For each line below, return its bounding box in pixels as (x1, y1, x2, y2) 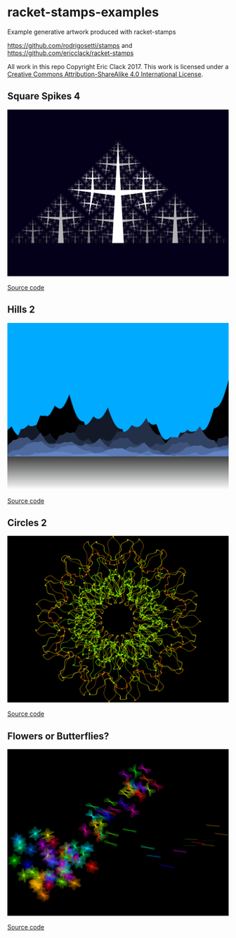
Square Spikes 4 (7, 90, 81, 102)
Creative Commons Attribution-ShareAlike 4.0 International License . (7, 70, 204, 78)
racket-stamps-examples (7, 4, 159, 20)
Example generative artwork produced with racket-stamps (7, 28, 176, 36)
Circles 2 (7, 516, 47, 529)
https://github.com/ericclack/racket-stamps (7, 49, 134, 57)
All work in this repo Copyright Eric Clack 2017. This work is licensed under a (7, 62, 229, 71)
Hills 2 (7, 304, 35, 316)
